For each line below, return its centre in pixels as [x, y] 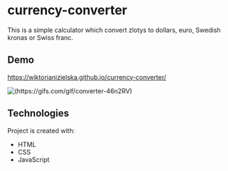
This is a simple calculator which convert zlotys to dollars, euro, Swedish [114, 30]
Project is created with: [41, 130]
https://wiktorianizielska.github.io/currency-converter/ [87, 77]
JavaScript [33, 160]
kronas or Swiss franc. [40, 37]
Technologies [38, 114]
